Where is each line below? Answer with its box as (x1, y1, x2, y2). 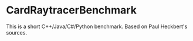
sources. (6, 29, 28, 36)
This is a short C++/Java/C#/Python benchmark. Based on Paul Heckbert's (6, 23, 188, 30)
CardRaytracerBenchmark (6, 4, 137, 17)
